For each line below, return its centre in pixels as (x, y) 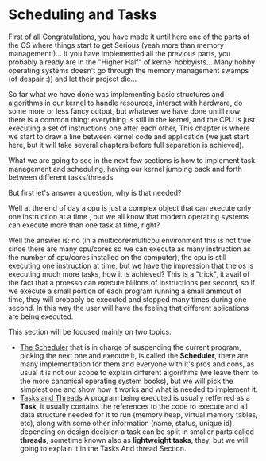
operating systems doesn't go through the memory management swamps (129, 70)
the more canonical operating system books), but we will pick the (127, 381)
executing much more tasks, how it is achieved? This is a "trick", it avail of (129, 274)
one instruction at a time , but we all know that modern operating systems (129, 216)
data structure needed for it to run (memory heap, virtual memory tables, (139, 414)
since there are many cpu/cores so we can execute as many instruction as (130, 249)
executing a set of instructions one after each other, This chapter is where (129, 128)
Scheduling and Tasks (83, 15)
